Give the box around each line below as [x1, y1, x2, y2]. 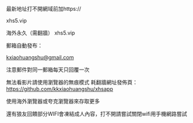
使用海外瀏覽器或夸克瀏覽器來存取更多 [6, 97, 100, 105]
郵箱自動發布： [6, 42, 43, 49]
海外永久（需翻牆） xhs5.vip [6, 29, 75, 36]
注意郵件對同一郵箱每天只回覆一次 [6, 66, 90, 73]
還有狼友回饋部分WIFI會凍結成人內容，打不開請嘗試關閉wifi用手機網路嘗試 [6, 111, 187, 117]
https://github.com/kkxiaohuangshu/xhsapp [6, 86, 113, 92]
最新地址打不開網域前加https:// [6, 5, 81, 12]
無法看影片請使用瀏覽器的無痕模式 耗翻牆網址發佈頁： [6, 79, 138, 86]
